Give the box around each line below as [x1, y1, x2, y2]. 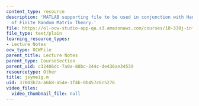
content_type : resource [6, 8, 65, 15]
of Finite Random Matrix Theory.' [11, 19, 97, 25]
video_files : [6, 85, 38, 91]
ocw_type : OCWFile [6, 47, 52, 53]
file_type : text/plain [6, 31, 62, 37]
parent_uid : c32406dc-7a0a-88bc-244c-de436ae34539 [6, 63, 134, 69]
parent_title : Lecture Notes [6, 52, 78, 58]
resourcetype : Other [6, 69, 57, 75]
